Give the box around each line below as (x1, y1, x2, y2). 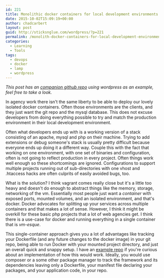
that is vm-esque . (5, 221, 41, 227)
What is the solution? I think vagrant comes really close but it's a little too (5, 180, 152, 186)
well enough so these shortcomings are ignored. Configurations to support (5, 160, 155, 166)
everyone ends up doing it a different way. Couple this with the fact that (5, 145, 149, 150)
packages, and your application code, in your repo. (5, 267, 108, 273)
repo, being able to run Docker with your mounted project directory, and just (5, 241, 159, 247)
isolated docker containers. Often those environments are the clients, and (5, 104, 153, 110)
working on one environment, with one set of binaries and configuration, (5, 150, 150, 155)
